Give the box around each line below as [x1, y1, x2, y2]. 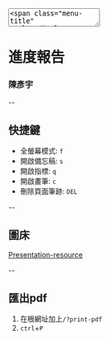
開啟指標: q [19, 166, 56, 176]
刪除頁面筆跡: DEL [19, 186, 78, 196]
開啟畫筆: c [19, 177, 56, 186]
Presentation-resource [8, 250, 84, 260]
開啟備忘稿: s [19, 157, 63, 166]
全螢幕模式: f [19, 146, 63, 156]
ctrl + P [19, 323, 43, 333]
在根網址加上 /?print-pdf [19, 314, 103, 324]
